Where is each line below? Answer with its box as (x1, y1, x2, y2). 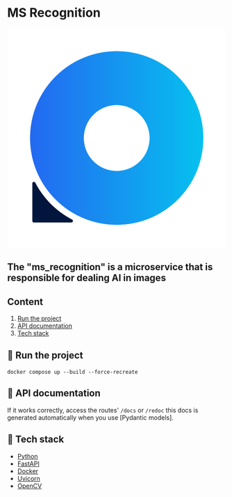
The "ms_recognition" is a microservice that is (7, 261, 213, 273)
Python (17, 452, 38, 460)
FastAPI (17, 459, 40, 468)
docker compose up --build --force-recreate (7, 368, 138, 375)
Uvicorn (17, 474, 40, 482)
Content (7, 296, 44, 308)
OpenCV (17, 482, 42, 490)
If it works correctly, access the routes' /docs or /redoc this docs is (7, 406, 199, 414)
